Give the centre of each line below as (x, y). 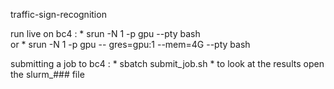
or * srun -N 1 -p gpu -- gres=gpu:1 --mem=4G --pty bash (130, 44)
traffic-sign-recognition (58, 14)
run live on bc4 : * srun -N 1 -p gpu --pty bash (105, 33)
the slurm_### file (47, 74)
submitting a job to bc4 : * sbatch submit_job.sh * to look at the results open (167, 63)
